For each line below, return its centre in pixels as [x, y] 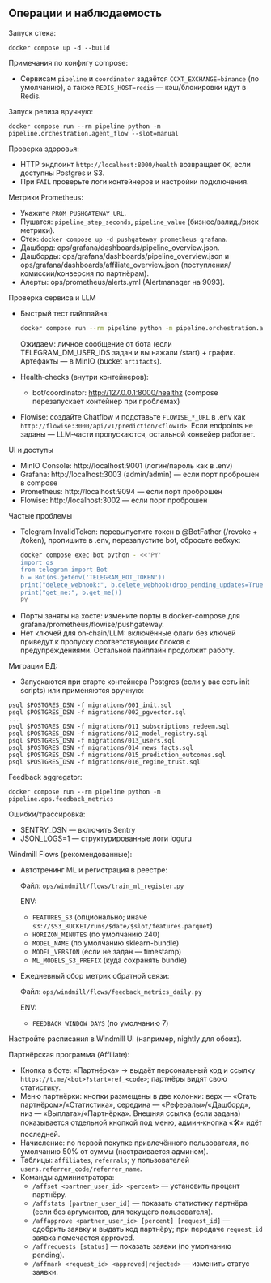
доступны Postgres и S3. [62, 173]
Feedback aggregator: [45, 777]
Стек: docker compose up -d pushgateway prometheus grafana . [124, 239]
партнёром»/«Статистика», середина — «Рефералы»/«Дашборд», [135, 1104]
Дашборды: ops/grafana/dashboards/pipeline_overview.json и [124, 256]
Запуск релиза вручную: [51, 111]
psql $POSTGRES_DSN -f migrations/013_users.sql [92, 741]
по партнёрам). [123, 273]
